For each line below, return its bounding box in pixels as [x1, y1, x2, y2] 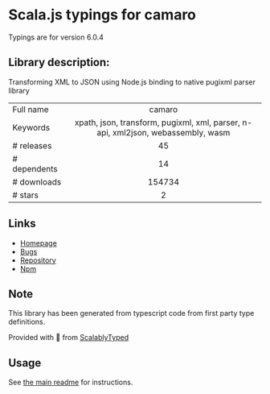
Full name [12, 103, 50, 114]
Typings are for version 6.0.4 [8, 32, 104, 42]
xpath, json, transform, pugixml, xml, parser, [74, 117, 241, 128]
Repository [19, 255, 56, 265]
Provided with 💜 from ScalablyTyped [8, 333, 129, 342]
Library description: [8, 56, 110, 69]
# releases [12, 139, 52, 151]
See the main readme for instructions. [8, 377, 133, 388]
